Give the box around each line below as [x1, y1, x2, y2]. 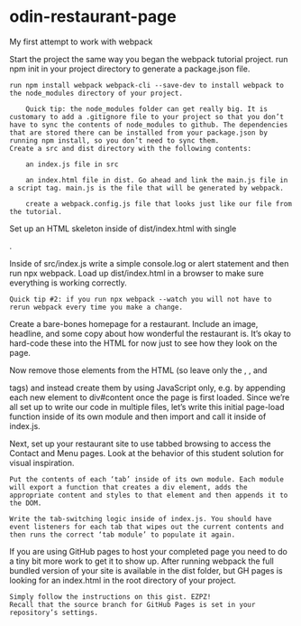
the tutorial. [9, 207, 63, 216]
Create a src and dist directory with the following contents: [9, 144, 252, 153]
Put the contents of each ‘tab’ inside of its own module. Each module [9, 474, 284, 484]
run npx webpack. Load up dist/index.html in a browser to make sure [9, 267, 264, 278]
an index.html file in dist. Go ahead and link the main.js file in [25, 175, 288, 184]
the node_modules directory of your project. [9, 89, 183, 98]
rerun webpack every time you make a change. [9, 303, 183, 312]
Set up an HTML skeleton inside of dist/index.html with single [9, 223, 237, 234]
